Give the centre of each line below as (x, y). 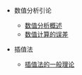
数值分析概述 (43, 25)
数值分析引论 (33, 10)
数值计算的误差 (46, 34)
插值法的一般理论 (49, 64)
